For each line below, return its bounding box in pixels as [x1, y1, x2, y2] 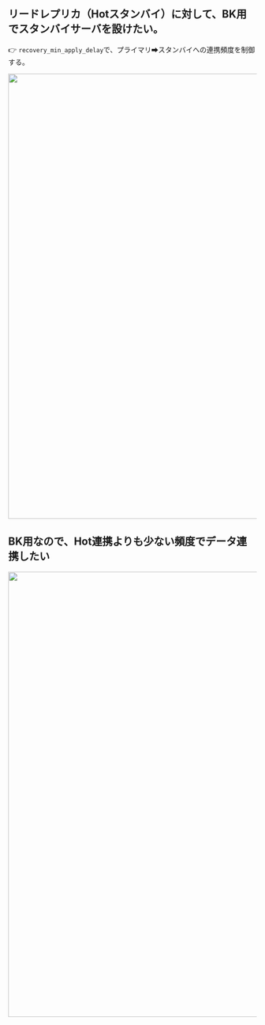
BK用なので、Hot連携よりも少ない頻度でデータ [8, 535, 237, 549]
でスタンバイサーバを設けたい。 [8, 22, 164, 36]
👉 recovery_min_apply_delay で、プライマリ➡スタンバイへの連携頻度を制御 [8, 44, 256, 54]
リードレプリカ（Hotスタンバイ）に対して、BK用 [8, 7, 247, 21]
